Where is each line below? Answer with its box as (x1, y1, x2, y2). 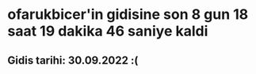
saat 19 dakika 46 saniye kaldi (7, 22, 208, 40)
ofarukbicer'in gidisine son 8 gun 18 (7, 6, 249, 24)
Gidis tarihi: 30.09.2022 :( (7, 54, 139, 67)
